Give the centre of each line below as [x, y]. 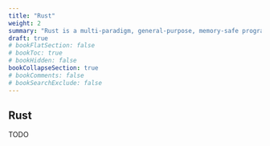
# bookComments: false [46, 75]
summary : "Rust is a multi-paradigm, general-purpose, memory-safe [124, 30]
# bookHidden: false [43, 61]
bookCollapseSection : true [53, 68]
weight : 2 [25, 23]
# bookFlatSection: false [51, 46]
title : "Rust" [32, 16]
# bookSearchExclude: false [55, 83]
